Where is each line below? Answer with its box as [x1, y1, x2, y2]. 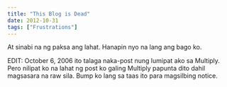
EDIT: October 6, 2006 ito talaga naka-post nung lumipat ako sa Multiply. [7, 57, 220, 65]
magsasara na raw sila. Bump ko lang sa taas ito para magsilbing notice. [7, 71, 218, 80]
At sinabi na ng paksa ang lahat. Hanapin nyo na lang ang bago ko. [7, 43, 202, 52]
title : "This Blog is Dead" [7, 10, 91, 18]
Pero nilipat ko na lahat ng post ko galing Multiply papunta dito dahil [7, 64, 206, 73]
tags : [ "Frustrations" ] [7, 23, 78, 30]
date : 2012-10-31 [7, 17, 59, 24]
